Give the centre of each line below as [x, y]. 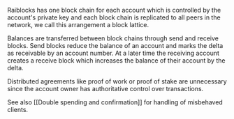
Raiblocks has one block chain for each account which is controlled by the [114, 10]
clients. [18, 110]
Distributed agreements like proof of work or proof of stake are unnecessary [117, 81]
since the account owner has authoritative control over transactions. [105, 89]
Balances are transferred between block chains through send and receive [113, 38]
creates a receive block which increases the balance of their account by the [116, 61]
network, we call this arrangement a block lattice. [78, 25]
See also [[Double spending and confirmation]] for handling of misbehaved [115, 102]
